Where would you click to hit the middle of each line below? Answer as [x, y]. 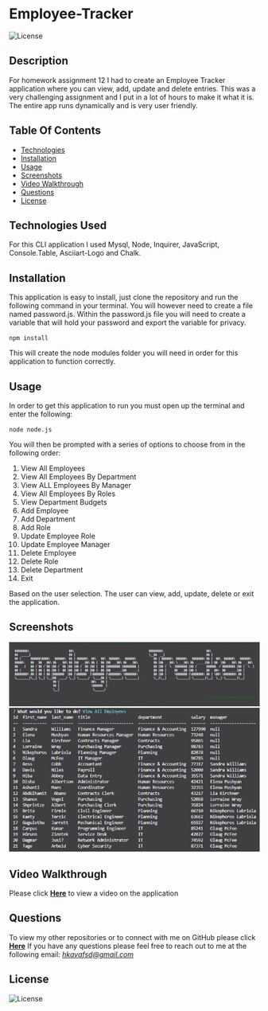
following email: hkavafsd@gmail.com [72, 954]
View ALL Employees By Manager [76, 485]
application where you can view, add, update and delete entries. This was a [132, 88]
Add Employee [45, 511]
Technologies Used [58, 225]
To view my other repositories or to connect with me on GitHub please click [132, 937]
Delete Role [39, 561]
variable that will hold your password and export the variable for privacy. [128, 322]
